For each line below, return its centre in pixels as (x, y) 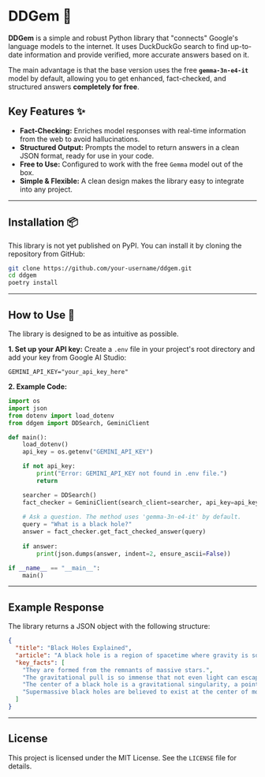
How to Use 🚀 (41, 315)
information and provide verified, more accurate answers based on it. (137, 54)
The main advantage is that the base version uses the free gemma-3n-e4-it (128, 69)
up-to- (241, 46)
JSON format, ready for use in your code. (87, 155)
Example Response (56, 607)
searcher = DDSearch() (60, 495)
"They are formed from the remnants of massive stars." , (118, 670)
